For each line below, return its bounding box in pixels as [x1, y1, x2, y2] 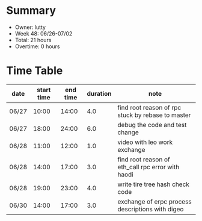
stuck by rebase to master [117, 111, 191, 119]
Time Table [6, 64, 63, 78]
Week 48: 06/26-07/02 [14, 30, 73, 37]
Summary [6, 4, 56, 17]
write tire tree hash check [117, 180, 189, 188]
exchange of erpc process [117, 197, 192, 205]
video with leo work [117, 138, 173, 146]
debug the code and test [117, 120, 187, 129]
